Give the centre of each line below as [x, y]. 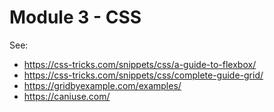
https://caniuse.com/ [67, 96]
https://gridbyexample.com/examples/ [102, 85]
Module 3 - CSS [75, 17]
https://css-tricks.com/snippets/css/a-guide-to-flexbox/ [140, 64]
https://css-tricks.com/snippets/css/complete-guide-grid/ [143, 75]
